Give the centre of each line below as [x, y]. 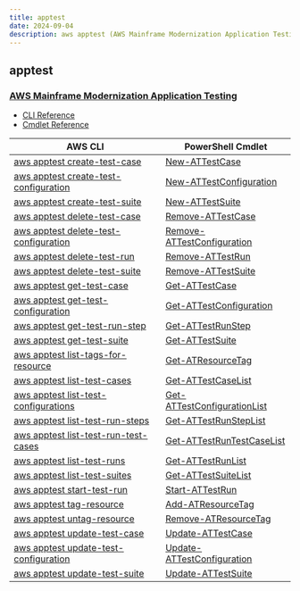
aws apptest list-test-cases [73, 380]
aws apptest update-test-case [79, 534]
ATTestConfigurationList [216, 406]
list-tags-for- [96, 355]
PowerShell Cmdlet [226, 146]
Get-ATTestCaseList [208, 380]
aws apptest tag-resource [69, 504]
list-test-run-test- [107, 436]
